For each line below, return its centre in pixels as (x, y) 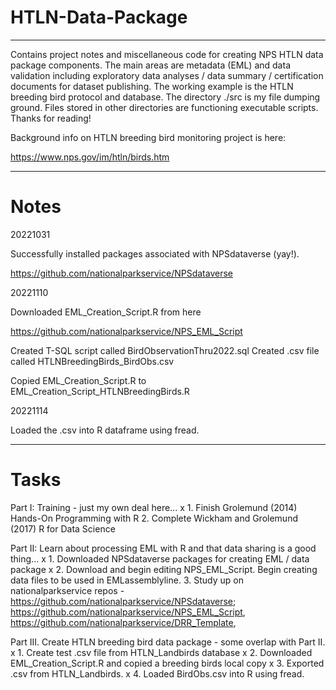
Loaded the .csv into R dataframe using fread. (105, 430)
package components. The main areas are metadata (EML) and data (150, 65)
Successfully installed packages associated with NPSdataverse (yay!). (155, 253)
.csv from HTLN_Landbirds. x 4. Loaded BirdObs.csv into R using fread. (157, 673)
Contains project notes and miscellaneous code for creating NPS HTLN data (167, 54)
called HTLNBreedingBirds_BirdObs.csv (92, 361)
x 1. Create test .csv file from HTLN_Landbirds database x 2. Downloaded (161, 652)
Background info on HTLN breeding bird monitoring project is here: (148, 137)
